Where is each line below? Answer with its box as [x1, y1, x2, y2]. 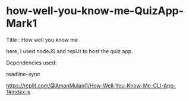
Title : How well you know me [6, 36, 78, 43]
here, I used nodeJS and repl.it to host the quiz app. [6, 47, 133, 54]
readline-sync [6, 70, 40, 77]
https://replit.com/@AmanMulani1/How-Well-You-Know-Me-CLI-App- [6, 82, 177, 89]
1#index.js [6, 88, 31, 95]
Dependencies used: [6, 59, 57, 66]
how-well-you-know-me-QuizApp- [6, 4, 184, 18]
